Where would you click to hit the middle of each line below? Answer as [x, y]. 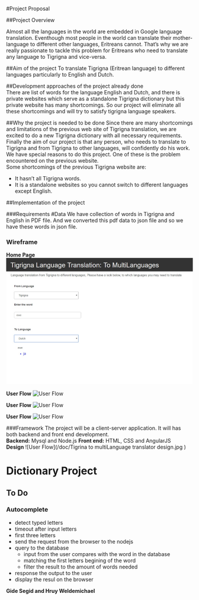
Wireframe [22, 242]
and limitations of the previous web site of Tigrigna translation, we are [91, 129]
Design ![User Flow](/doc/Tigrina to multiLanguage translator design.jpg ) [96, 447]
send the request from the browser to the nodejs [74, 541]
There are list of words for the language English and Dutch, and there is [93, 92]
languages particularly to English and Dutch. [60, 74]
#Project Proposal [28, 9]
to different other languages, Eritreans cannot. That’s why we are [109, 44]
